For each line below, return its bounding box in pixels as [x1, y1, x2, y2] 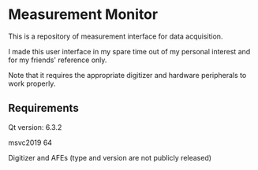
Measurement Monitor [8, 6, 159, 24]
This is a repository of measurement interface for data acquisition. [8, 31, 223, 41]
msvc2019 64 [8, 138, 53, 147]
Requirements [8, 102, 79, 115]
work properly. [8, 79, 56, 88]
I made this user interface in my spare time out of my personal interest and [8, 46, 251, 56]
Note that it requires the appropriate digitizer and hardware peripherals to [8, 70, 247, 79]
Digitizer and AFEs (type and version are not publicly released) [8, 153, 211, 162]
